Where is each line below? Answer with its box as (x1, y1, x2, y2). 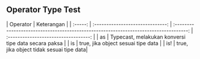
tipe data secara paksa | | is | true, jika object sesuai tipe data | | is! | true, (6, 39, 189, 46)
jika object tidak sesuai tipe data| (6, 46, 88, 53)
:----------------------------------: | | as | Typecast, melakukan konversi (6, 33, 186, 41)
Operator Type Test (6, 5, 81, 15)
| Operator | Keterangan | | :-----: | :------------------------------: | (6, 20, 172, 27)
